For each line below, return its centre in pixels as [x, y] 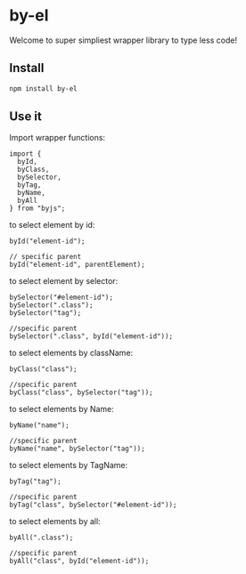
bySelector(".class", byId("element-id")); [91, 336]
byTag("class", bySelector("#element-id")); [93, 505]
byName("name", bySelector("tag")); [77, 449]
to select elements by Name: [61, 409]
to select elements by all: [55, 521]
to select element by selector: [64, 281]
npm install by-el [43, 89]
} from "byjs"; [37, 209]
